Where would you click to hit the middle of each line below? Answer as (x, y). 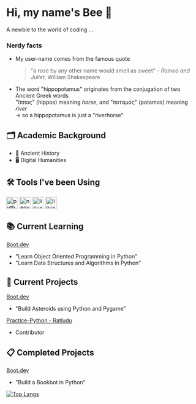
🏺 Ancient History (37, 153)
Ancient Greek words (42, 96)
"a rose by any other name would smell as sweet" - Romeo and (110, 71)
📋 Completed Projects (50, 352)
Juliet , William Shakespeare (65, 77)
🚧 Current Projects (42, 282)
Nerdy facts (24, 45)
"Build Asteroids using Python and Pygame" (71, 309)
